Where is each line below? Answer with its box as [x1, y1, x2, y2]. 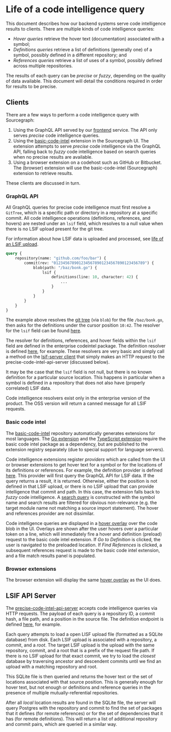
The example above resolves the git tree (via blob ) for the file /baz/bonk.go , [6, 317, 164, 323]
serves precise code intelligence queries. [13, 132, 100, 138]
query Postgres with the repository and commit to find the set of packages [6, 705, 162, 711]
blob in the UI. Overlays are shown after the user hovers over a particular [6, 525, 159, 532]
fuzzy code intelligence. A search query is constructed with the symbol [6, 494, 155, 500]
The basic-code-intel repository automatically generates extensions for [6, 430, 156, 436]
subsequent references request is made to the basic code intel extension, [6, 547, 160, 553]
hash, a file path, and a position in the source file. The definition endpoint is [6, 616, 164, 622]
